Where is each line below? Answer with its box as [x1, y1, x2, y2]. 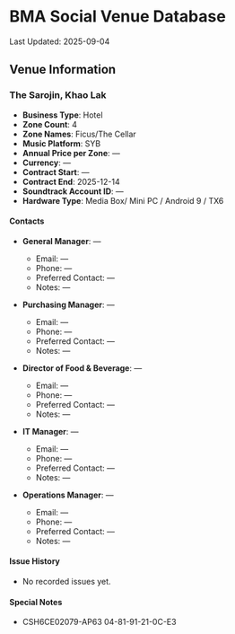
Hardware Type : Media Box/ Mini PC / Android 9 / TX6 [22, 195, 224, 206]
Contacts [9, 216, 45, 226]
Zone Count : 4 [22, 119, 78, 129]
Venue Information [9, 62, 117, 77]
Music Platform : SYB [22, 137, 101, 149]
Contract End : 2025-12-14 [22, 176, 120, 187]
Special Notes [9, 596, 63, 607]
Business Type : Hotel [22, 110, 103, 120]
